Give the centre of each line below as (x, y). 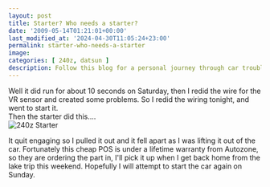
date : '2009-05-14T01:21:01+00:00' (68, 30)
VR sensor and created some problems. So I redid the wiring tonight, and (129, 99)
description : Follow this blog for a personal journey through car (124, 68)
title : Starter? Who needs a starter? (73, 23)
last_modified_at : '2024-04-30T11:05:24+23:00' (90, 38)
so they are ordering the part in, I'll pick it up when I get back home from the (135, 157)
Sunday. (22, 174)
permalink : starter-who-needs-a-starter (77, 46)
